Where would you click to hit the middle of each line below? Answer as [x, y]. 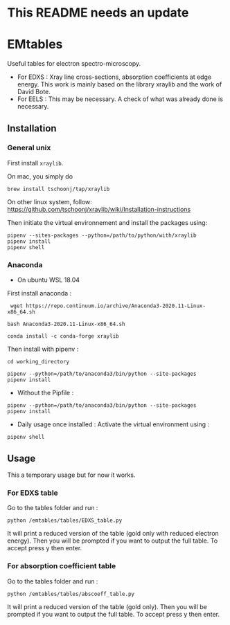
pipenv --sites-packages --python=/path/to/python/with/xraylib [102, 235]
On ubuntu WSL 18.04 [48, 280]
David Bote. [34, 92]
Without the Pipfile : [45, 393]
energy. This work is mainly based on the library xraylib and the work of [120, 84]
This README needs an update [98, 13]
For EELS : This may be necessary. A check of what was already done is [120, 99]
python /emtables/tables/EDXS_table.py [65, 520]
